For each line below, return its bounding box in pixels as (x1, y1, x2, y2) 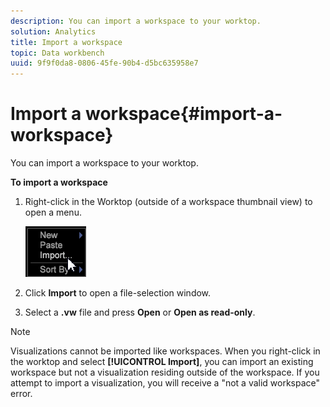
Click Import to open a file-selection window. (24, 287, 212, 299)
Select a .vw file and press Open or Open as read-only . (24, 306, 256, 319)
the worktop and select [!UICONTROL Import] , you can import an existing (10, 356, 314, 368)
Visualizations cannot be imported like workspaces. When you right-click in (10, 345, 321, 357)
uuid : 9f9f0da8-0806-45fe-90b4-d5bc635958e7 (10, 58, 199, 69)
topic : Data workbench (10, 48, 105, 58)
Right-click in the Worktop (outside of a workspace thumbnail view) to (24, 196, 313, 208)
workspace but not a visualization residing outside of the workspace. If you (10, 366, 320, 379)
